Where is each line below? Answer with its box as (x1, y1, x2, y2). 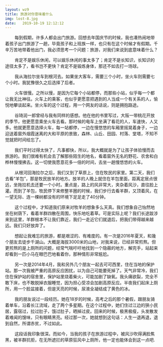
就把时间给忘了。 (9, 137, 44, 143)
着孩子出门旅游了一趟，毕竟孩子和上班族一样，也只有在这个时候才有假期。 (5, 41, 154, 47)
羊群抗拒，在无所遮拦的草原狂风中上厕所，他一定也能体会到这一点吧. (17, 337, 155, 343)
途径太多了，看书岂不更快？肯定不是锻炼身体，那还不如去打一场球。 (5, 63, 141, 69)
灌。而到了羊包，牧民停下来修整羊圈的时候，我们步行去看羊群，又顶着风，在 (5, 188, 158, 194)
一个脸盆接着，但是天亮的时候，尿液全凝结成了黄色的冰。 (17, 286, 132, 292)
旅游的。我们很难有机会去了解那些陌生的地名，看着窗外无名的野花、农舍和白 (5, 153, 158, 159)
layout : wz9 (5, 7, 29, 12)
